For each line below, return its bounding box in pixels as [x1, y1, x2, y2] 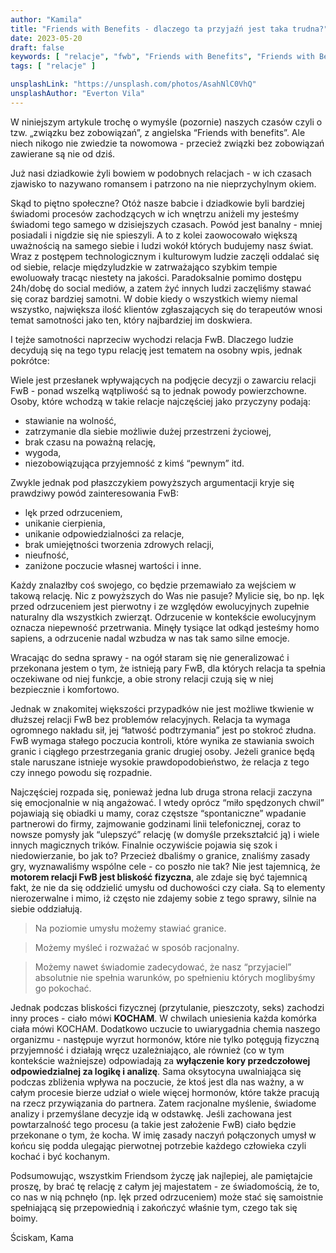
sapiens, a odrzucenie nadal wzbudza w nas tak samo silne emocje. [10, 632, 290, 644]
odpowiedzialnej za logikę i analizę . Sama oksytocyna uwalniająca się [10, 1065, 302, 1077]
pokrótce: [10, 354, 50, 366]
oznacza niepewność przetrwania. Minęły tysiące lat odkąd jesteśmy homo [10, 621, 320, 633]
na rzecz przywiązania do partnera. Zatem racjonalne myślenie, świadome [10, 1097, 317, 1109]
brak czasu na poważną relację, [24, 436, 157, 448]
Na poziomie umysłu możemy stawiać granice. [34, 922, 227, 934]
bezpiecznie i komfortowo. [10, 683, 120, 695]
